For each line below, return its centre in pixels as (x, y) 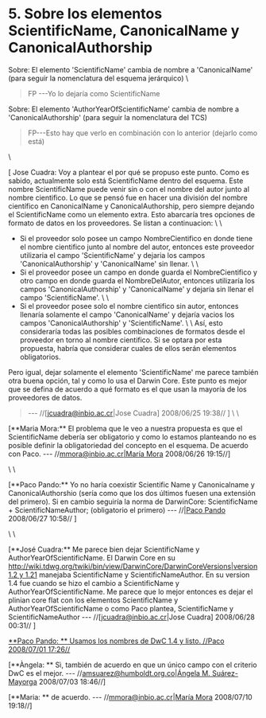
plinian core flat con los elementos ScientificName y (93, 600)
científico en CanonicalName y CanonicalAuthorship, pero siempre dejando (131, 206)
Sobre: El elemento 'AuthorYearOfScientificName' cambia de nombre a (124, 109)
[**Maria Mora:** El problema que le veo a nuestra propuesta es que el (125, 428)
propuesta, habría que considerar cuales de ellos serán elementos (128, 348)
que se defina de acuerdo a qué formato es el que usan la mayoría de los (128, 389)
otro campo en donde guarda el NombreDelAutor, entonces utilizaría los (137, 280)
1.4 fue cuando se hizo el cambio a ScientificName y (94, 583)
